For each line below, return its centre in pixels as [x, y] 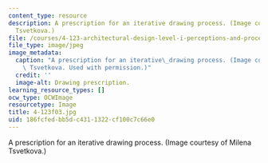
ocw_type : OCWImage [41, 97]
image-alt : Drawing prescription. [73, 82]
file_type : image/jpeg [46, 46]
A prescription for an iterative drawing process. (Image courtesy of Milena [130, 142]
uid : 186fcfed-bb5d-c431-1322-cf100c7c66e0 [82, 120]
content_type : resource [48, 16]
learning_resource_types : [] [57, 90]
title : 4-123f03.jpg [43, 113]
